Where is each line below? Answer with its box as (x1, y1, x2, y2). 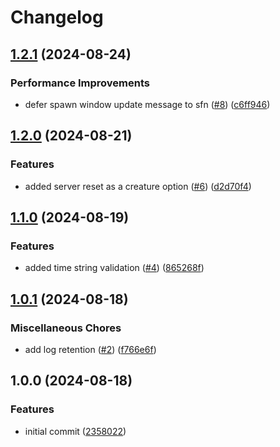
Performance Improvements (10, 76, 151, 90)
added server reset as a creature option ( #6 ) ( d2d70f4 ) (24, 180, 252, 192)
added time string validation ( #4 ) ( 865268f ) (24, 262, 205, 274)
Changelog (10, 6, 104, 29)
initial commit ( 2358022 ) (24, 425, 127, 437)
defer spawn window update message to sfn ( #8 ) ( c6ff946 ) (24, 98, 271, 110)
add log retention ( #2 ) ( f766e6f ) (24, 343, 157, 355)
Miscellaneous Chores (10, 321, 122, 335)
